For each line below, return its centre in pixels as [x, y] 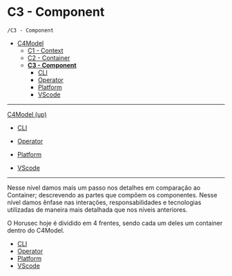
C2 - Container [49, 58]
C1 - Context [45, 50]
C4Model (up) [27, 114]
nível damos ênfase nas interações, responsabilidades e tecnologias [104, 202]
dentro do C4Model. [36, 230]
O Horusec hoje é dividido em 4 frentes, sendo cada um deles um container [115, 223]
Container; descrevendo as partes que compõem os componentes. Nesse [112, 195]
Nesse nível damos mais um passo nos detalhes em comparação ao [104, 188]
